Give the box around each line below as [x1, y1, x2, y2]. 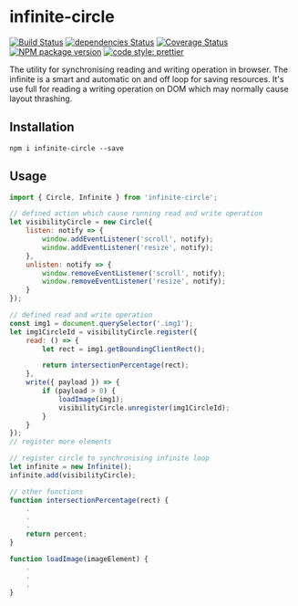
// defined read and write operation [9, 310, 153, 320]
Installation [9, 120, 75, 135]
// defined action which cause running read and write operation [9, 209, 262, 218]
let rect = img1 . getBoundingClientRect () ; [42, 344, 206, 353]
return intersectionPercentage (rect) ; [42, 360, 190, 371]
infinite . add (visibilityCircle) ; [9, 470, 137, 480]
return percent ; [26, 529, 88, 539]
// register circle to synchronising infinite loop [9, 454, 210, 463]
